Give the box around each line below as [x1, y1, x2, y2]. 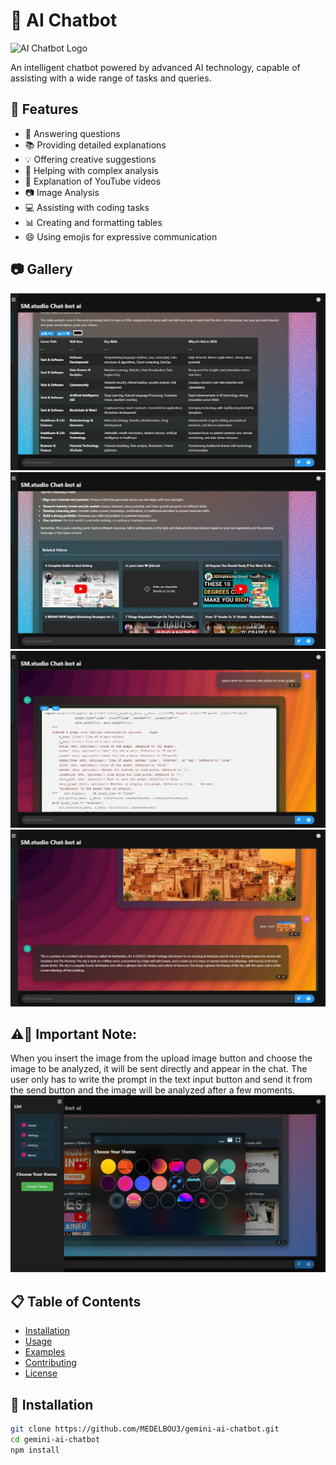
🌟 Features [10, 101, 79, 118]
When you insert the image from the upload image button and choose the [10, 1052, 313, 1064]
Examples [24, 1346, 66, 1358]
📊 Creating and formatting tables [24, 216, 163, 228]
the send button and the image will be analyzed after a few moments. [10, 1084, 295, 1096]
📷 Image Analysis [24, 186, 100, 198]
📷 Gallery [10, 261, 73, 278]
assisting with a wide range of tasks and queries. [10, 72, 212, 84]
